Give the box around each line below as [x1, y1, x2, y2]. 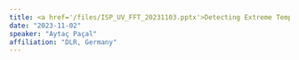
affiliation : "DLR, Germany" [9, 37, 117, 47]
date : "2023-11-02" [9, 21, 82, 30]
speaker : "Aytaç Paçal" [9, 29, 98, 38]
